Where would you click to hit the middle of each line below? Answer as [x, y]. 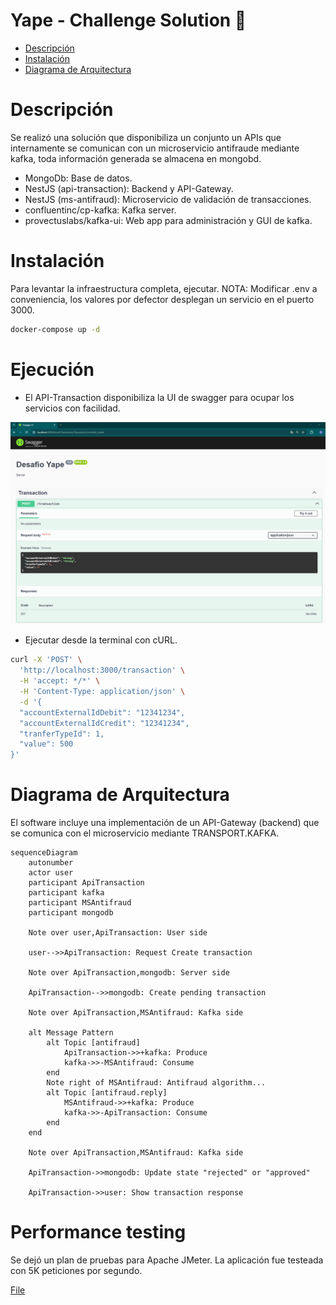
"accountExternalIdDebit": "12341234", [102, 712]
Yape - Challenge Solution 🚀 [128, 20]
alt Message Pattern [71, 1033]
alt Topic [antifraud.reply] [107, 1093]
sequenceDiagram [44, 853]
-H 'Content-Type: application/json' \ [102, 692]
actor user [51, 873]
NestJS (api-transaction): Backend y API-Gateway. [129, 188]
